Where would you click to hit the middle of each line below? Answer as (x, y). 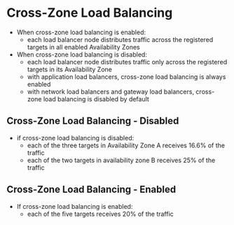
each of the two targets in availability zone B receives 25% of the (121, 160)
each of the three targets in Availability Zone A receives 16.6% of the (126, 145)
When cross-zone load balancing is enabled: (81, 32)
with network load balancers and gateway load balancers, (110, 92)
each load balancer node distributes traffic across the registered (120, 39)
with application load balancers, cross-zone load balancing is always (126, 77)
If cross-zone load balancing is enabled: (75, 206)
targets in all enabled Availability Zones (84, 47)
